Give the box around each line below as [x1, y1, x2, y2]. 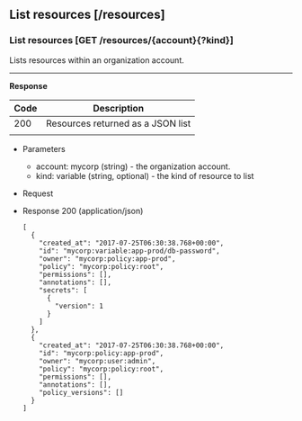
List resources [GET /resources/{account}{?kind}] [9, 34, 234, 47]
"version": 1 [55, 301, 103, 310]
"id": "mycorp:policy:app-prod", [39, 348, 164, 358]
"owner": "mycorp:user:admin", [39, 356, 156, 365]
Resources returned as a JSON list [46, 117, 191, 130]
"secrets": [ [39, 285, 88, 295]
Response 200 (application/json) [22, 205, 144, 216]
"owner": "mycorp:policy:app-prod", [39, 254, 176, 264]
